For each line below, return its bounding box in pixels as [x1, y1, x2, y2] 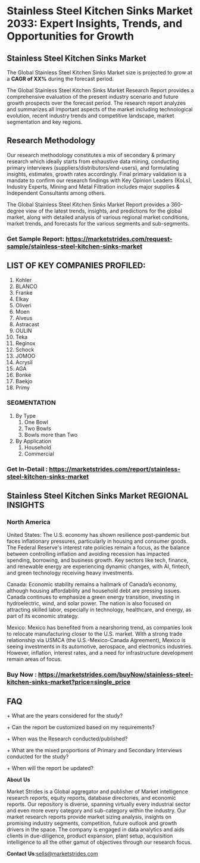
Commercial [24, 450, 54, 457]
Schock [15, 346, 35, 353]
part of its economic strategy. [7, 612, 79, 620]
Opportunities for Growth [7, 30, 135, 43]
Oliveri [15, 302, 32, 309]
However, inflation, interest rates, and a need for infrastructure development [7, 649, 193, 656]
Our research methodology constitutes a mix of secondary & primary [7, 151, 176, 158]
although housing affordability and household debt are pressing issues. [7, 587, 182, 595]
